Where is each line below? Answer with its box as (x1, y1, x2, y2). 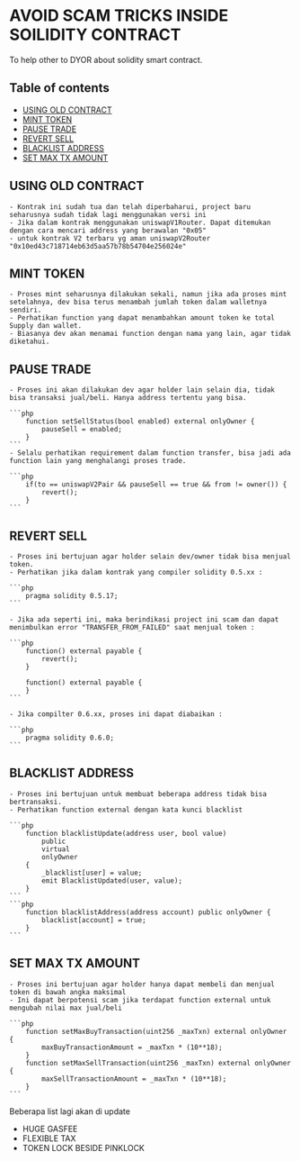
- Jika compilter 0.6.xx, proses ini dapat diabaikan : (9, 710, 223, 719)
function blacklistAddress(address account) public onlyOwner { (25, 907, 271, 917)
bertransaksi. (9, 797, 63, 806)
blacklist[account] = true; (41, 915, 146, 924)
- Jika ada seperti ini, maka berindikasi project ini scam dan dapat (9, 615, 279, 624)
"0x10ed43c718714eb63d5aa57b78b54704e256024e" (9, 241, 187, 250)
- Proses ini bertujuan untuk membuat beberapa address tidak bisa (9, 789, 268, 798)
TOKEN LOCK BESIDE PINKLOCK (22, 1142, 146, 1153)
